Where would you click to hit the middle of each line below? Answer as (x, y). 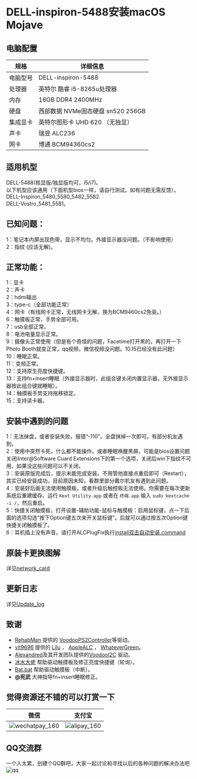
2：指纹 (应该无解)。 (31, 246)
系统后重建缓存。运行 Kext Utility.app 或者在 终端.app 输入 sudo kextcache (98, 496)
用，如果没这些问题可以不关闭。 (45, 466)
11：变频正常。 (24, 363)
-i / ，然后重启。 (27, 503)
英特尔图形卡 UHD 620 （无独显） (86, 122)
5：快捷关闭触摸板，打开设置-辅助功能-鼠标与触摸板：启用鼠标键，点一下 (95, 510)
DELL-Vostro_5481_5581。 (37, 203)
